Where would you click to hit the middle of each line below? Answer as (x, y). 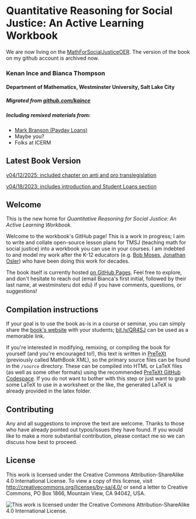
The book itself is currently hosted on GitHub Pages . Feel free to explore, (94, 273)
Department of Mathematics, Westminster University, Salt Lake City (90, 87)
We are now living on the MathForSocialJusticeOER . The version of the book (98, 51)
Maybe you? (30, 136)
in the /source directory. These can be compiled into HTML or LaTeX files (94, 366)
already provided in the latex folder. (49, 391)
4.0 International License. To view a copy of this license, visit (79, 480)
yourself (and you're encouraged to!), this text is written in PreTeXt (86, 354)
